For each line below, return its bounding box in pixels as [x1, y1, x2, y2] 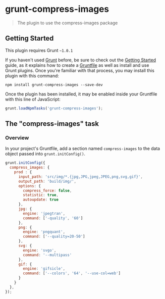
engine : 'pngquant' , [23, 229, 65, 235]
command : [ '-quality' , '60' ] [23, 215, 83, 221]
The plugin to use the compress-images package [17, 20, 118, 26]
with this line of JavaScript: [5, 96, 61, 102]
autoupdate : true [23, 197, 58, 202]
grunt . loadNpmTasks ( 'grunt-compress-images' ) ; [5, 105, 103, 111]
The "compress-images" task [5, 120, 99, 128]
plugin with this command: [5, 73, 59, 79]
